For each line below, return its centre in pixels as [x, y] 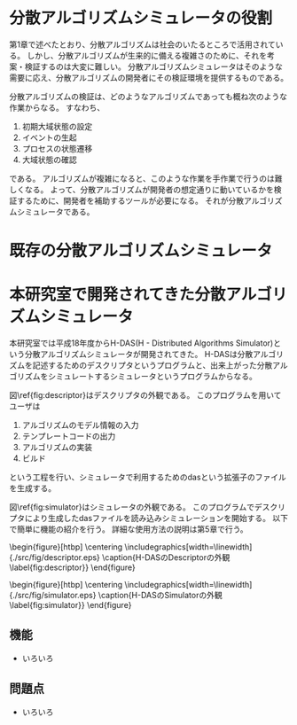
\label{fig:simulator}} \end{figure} [70, 605]
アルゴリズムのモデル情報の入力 [80, 425]
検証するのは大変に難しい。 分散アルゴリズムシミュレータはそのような [154, 66]
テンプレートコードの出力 [69, 436]
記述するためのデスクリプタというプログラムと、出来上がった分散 [152, 365]
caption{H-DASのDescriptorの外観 [168, 557]
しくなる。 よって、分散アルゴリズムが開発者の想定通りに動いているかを [142, 189]
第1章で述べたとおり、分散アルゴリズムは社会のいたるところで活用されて [143, 44]
